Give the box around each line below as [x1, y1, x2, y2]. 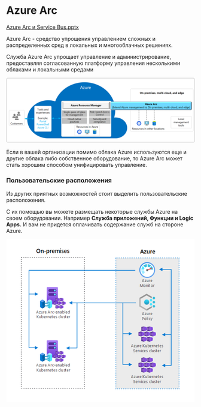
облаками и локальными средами [6, 65, 94, 73]
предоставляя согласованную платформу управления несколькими [6, 59, 181, 67]
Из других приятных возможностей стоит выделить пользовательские [6, 190, 187, 197]
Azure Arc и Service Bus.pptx [6, 23, 79, 31]
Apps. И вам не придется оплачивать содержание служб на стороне [6, 220, 184, 228]
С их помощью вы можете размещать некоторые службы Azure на [6, 208, 178, 215]
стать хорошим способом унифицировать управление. [6, 161, 148, 169]
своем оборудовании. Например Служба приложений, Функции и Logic [6, 214, 194, 222]
